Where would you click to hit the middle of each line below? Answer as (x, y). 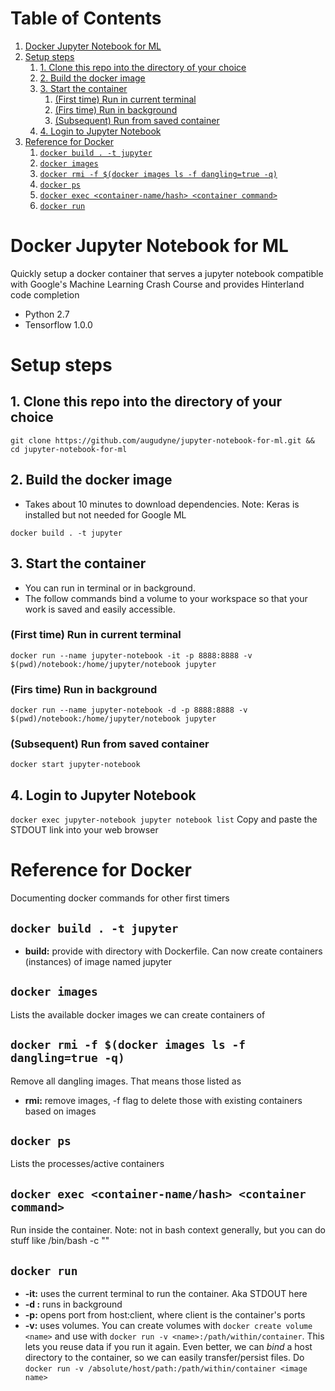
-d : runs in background (73, 1304)
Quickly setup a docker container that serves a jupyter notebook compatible (167, 273)
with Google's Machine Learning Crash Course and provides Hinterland (157, 284)
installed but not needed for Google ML (105, 514)
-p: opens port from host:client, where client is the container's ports (165, 1315)
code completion (45, 294)
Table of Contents (86, 18)
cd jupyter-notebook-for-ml (69, 449)
